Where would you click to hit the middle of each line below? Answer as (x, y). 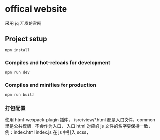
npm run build (20, 95)
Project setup (26, 39)
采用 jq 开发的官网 (23, 23)
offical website (36, 9)
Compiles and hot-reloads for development (58, 62)
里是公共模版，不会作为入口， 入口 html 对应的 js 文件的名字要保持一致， (79, 126)
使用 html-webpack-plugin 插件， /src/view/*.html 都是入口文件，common (80, 120)
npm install (17, 50)
